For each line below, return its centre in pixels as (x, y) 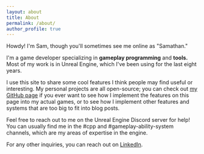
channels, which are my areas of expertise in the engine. (77, 133)
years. (14, 71)
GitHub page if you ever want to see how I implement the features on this (98, 95)
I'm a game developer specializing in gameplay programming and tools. (97, 58)
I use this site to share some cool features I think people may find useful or (100, 82)
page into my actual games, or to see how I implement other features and (98, 102)
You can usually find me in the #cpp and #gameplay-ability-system (90, 126)
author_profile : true (34, 29)
